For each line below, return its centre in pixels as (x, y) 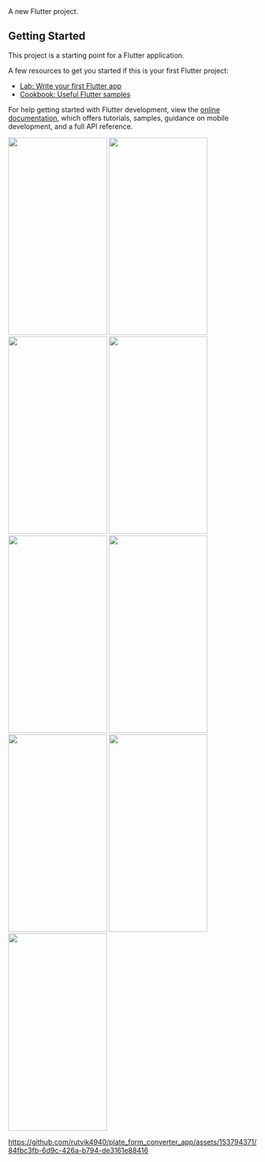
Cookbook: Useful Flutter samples (75, 94)
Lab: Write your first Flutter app (71, 85)
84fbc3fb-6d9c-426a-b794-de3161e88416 (78, 1150)
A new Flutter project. (43, 11)
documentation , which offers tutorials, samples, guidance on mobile (118, 118)
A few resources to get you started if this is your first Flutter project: (118, 70)
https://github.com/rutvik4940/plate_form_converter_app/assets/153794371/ (132, 1141)
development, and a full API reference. (71, 126)
